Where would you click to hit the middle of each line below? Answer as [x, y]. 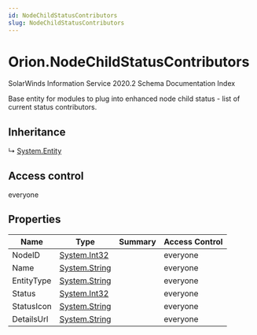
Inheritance [37, 132]
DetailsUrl [30, 318]
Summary [138, 241]
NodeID [26, 255]
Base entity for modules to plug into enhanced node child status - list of [124, 99]
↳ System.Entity [35, 151]
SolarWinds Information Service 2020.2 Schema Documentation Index [122, 84]
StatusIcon [32, 306]
